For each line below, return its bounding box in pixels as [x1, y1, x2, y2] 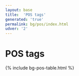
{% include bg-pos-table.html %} [5, 65, 74, 71]
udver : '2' [5, 26, 28, 31]
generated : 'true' [5, 17, 44, 22]
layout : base [5, 7, 33, 13]
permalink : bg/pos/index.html [5, 21, 69, 27]
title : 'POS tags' [5, 12, 46, 17]
